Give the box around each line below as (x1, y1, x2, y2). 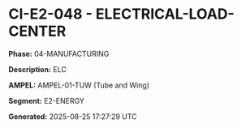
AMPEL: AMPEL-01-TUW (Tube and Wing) (8, 80, 150, 90)
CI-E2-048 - (8, 5, 93, 23)
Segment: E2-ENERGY (8, 96, 85, 105)
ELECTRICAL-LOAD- (95, 5, 235, 23)
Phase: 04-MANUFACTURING (8, 49, 110, 58)
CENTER (8, 22, 67, 41)
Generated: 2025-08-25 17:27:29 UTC (8, 111, 137, 122)
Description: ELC (8, 64, 67, 74)
